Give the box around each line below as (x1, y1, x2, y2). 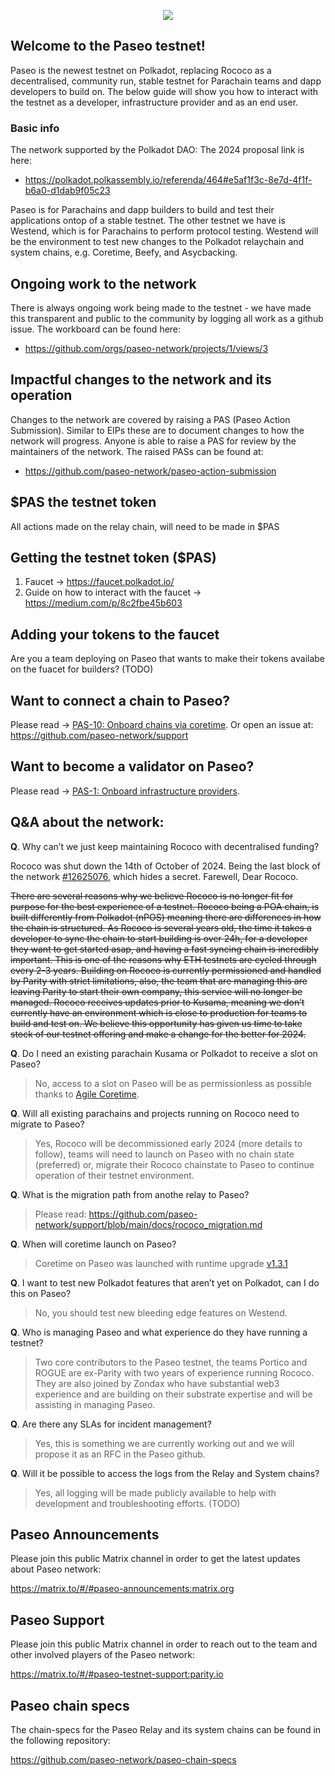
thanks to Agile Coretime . (34, 1088, 140, 1100)
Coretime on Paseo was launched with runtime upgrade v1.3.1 (34, 1257, 288, 1269)
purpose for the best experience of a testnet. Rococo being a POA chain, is (10, 900, 320, 912)
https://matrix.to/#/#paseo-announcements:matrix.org (10, 1583, 235, 1595)
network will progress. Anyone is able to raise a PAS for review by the (10, 435, 297, 447)
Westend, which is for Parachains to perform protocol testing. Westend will (10, 225, 319, 237)
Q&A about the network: (10, 814, 165, 831)
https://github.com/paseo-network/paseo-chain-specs (10, 1754, 237, 1766)
